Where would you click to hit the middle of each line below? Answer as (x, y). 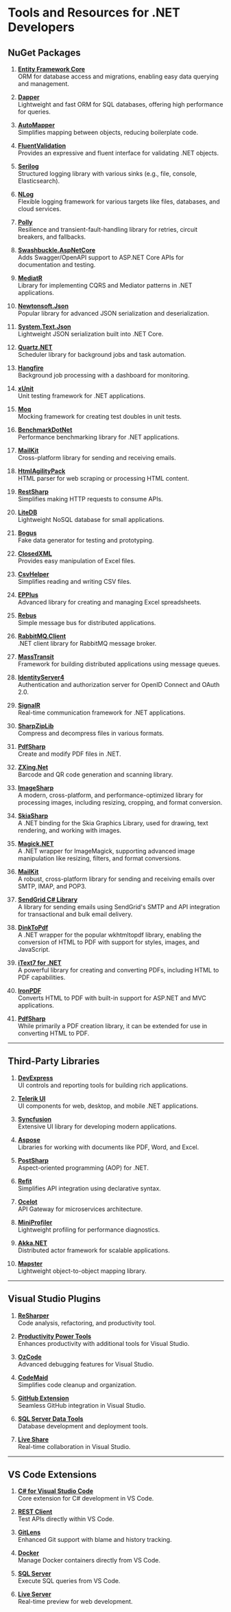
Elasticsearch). (39, 181)
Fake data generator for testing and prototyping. (86, 540)
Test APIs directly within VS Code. (66, 1519)
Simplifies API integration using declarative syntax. (89, 1188)
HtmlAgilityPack (41, 471)
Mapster (30, 1263)
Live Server (34, 1594)
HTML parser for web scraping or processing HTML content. (103, 478)
